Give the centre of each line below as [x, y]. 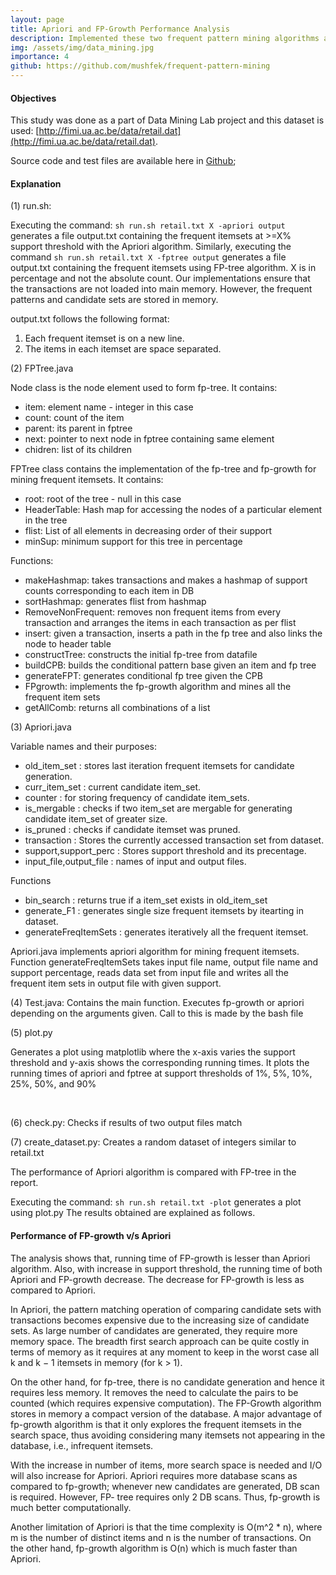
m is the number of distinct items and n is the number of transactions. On [161, 1537]
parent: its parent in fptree [78, 428]
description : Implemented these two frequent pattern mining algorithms [165, 38]
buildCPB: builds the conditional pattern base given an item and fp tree [170, 665]
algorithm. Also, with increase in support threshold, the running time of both [166, 1268]
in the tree [46, 520]
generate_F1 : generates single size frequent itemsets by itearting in [164, 911]
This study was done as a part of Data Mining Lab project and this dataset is [167, 120]
